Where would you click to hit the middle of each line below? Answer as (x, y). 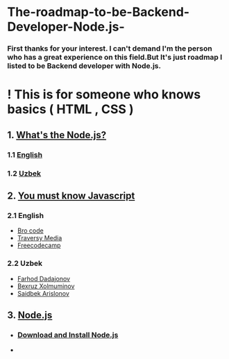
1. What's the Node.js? (57, 135)
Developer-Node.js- (66, 27)
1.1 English (25, 155)
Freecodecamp (39, 245)
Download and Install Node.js (68, 335)
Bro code (30, 231)
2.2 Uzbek (25, 263)
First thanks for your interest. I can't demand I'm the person (110, 49)
